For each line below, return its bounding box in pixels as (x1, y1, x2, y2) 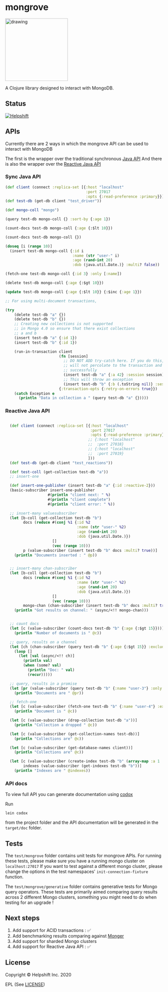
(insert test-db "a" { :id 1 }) (14, 335, 77, 340)
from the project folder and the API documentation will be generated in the (5, 819, 158, 825)
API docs (5, 780, 27, 787)
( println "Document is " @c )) (14, 709, 77, 714)
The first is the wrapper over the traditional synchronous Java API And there (5, 156, 162, 162)
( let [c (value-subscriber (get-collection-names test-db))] (9, 731, 140, 736)
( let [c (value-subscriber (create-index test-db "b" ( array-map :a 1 (9, 759, 160, 764)
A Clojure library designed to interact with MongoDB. (5, 85, 114, 91)
